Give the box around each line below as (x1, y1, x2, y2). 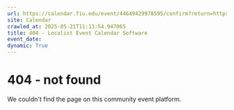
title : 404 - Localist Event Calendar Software (7, 29, 148, 37)
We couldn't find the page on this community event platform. (7, 95, 182, 103)
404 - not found (7, 72, 101, 88)
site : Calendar (7, 17, 52, 24)
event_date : (7, 36, 42, 43)
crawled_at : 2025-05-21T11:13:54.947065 (7, 23, 127, 30)
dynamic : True (7, 42, 49, 49)
